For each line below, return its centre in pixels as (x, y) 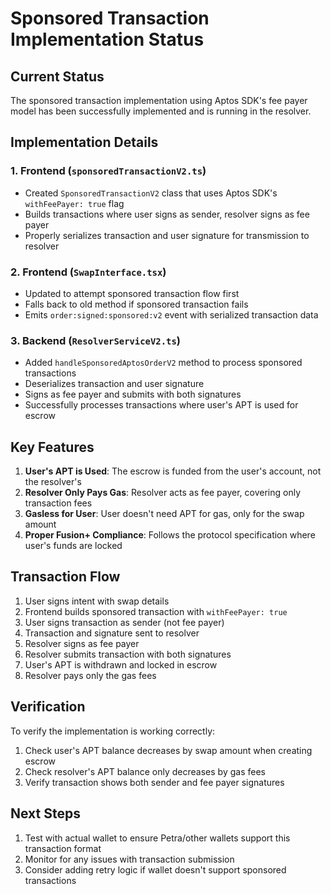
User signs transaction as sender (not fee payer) (124, 622)
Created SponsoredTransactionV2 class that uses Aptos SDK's (151, 193)
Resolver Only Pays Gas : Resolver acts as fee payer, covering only (163, 493)
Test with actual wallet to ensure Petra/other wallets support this (157, 838)
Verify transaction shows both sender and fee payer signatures (154, 782)
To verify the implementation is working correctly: (113, 731)
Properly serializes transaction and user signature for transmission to (167, 235)
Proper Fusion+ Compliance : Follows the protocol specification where (170, 535)
